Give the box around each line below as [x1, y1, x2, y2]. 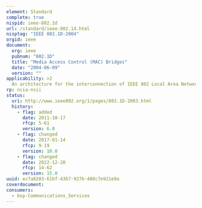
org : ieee [11, 48, 36, 54]
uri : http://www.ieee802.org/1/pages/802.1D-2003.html [11, 98, 152, 104]
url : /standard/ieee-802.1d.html [6, 25, 90, 32]
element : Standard [6, 8, 52, 15]
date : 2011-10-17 [22, 114, 66, 120]
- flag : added [17, 109, 52, 115]
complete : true [6, 14, 44, 20]
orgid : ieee [6, 37, 36, 43]
